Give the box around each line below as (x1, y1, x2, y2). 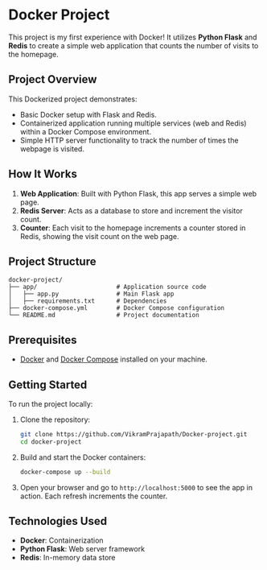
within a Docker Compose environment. (19, 126, 151, 136)
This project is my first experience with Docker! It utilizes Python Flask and (8, 32, 257, 42)
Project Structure (8, 254, 97, 268)
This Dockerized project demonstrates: (8, 94, 138, 104)
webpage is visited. (19, 143, 84, 154)
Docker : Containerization (19, 535, 104, 545)
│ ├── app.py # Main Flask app (8, 290, 175, 299)
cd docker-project (19, 437, 82, 446)
